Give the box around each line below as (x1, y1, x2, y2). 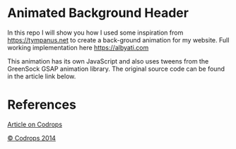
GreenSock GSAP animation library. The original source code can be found (7, 64, 225, 73)
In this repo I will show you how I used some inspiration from (7, 28, 184, 37)
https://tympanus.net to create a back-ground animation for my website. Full (7, 35, 230, 44)
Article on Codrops (7, 120, 62, 129)
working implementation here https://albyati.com (7, 43, 149, 52)
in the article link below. (7, 72, 76, 81)
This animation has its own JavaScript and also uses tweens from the (7, 56, 209, 65)
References (7, 97, 76, 113)
